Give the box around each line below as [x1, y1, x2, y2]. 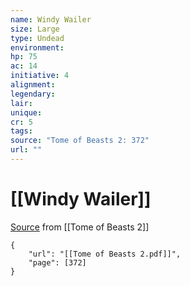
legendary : [10, 89, 56, 99]
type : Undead [10, 33, 65, 43]
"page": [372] [28, 257, 87, 268]
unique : [10, 107, 43, 118]
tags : [10, 126, 33, 136]
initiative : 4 [10, 71, 70, 81]
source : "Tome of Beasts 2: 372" [10, 136, 150, 146]
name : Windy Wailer [10, 14, 92, 25]
